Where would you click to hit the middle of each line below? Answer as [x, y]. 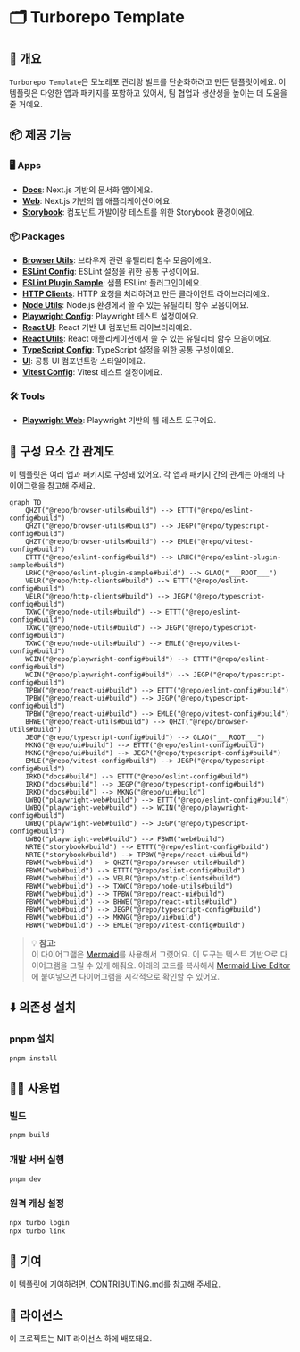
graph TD [25, 503]
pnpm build [29, 1135]
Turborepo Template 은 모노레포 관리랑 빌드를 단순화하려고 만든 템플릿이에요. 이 [148, 82]
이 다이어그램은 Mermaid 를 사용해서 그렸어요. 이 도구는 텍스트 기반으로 [154, 955]
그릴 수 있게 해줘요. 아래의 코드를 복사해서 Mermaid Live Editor [180, 965]
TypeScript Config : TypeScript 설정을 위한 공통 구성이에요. [128, 349]
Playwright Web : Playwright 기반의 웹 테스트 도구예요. [119, 421]
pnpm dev [25, 1179]
